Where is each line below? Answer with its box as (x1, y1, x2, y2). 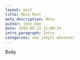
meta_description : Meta (5, 16, 55, 21)
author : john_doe (5, 21, 41, 26)
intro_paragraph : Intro (5, 30, 55, 35)
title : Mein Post (5, 12, 41, 17)
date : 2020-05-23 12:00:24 (5, 26, 61, 31)
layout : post (5, 7, 32, 12)
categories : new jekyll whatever (5, 35, 75, 40)
